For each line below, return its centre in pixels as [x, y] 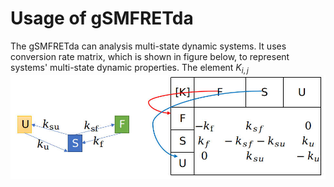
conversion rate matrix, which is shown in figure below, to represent [150, 56]
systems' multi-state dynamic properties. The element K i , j [129, 68]
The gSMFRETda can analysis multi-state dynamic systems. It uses [148, 46]
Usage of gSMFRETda [102, 18]
